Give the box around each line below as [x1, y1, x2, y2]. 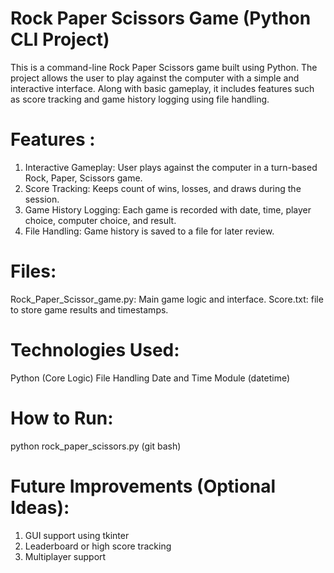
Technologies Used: [10, 339, 180, 361]
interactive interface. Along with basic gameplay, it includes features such [10, 82, 315, 94]
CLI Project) [10, 28, 110, 51]
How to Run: [10, 407, 114, 429]
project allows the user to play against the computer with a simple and [10, 72, 300, 84]
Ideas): [10, 496, 70, 519]
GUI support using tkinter [24, 529, 130, 541]
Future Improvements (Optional [10, 475, 277, 497]
